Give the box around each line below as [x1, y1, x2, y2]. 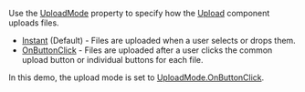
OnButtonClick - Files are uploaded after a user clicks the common [21, 45, 273, 56]
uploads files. [8, 17, 60, 28]
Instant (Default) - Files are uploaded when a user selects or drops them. [21, 36, 296, 46]
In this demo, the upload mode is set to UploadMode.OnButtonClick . [8, 72, 265, 83]
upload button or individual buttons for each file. [21, 55, 204, 65]
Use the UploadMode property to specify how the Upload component [8, 8, 270, 18]
